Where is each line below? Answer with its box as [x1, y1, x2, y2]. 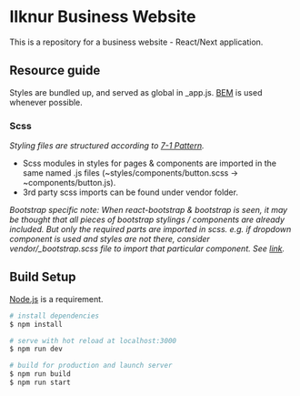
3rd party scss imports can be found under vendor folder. [22, 187, 239, 198]
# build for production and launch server [9, 361, 173, 371]
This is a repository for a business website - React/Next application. [9, 36, 264, 47]
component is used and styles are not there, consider [9, 234, 211, 245]
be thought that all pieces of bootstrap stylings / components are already [9, 214, 285, 225]
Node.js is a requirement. [9, 293, 104, 304]
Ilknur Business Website [9, 6, 196, 27]
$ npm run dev [9, 344, 64, 354]
